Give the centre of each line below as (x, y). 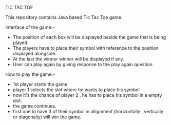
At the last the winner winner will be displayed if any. (68, 59)
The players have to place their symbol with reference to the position (85, 48)
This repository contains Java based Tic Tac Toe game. (64, 17)
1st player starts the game (40, 84)
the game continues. (34, 106)
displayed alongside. (35, 54)
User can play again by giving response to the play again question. (83, 64)
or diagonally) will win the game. (47, 117)
